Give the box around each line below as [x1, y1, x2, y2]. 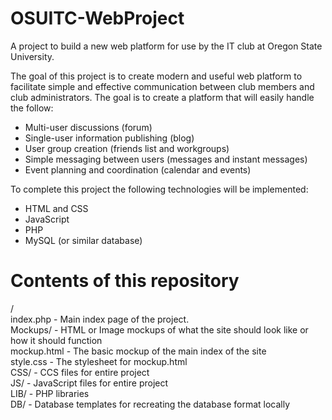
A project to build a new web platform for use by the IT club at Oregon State [10, 40, 323, 52]
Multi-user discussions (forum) [24, 121, 153, 133]
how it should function [10, 334, 103, 346]
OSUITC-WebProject [10, 7, 185, 30]
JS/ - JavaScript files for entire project [10, 377, 169, 389]
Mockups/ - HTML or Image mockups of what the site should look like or [10, 323, 309, 336]
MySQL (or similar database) [24, 234, 143, 246]
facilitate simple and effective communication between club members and [10, 80, 315, 92]
